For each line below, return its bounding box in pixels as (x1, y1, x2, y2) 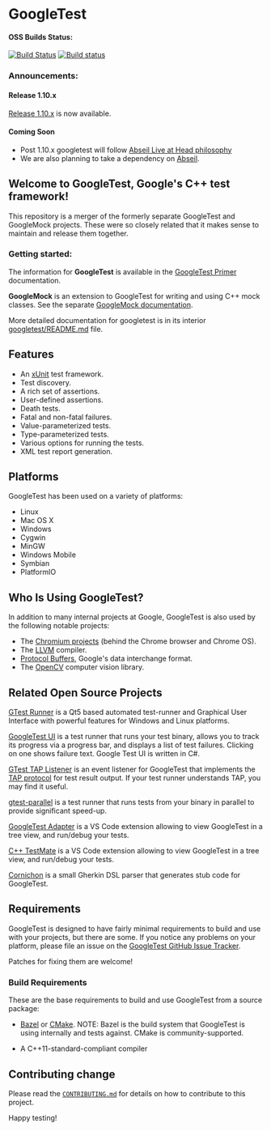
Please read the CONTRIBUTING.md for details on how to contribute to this (8, 1089, 246, 1098)
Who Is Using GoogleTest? (8, 590, 144, 604)
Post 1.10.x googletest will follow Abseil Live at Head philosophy (19, 145, 232, 155)
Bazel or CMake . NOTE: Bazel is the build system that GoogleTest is (19, 1019, 245, 1029)
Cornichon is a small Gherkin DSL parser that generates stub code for (8, 870, 241, 880)
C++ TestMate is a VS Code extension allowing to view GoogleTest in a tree (8, 846, 260, 856)
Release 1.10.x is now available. (8, 108, 112, 118)
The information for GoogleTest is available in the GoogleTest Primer (8, 266, 237, 276)
